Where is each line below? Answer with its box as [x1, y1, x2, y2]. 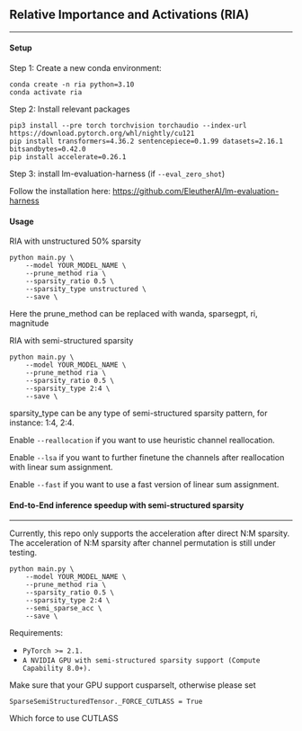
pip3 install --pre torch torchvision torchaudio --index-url [9, 121, 247, 130]
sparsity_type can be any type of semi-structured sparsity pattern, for [9, 408, 268, 419]
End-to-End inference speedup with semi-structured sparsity [9, 499, 244, 511]
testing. [9, 548, 38, 558]
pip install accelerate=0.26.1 [9, 153, 127, 162]
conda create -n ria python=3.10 [9, 80, 135, 89]
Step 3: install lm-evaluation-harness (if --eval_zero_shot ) [9, 168, 226, 179]
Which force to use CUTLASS [9, 713, 119, 724]
